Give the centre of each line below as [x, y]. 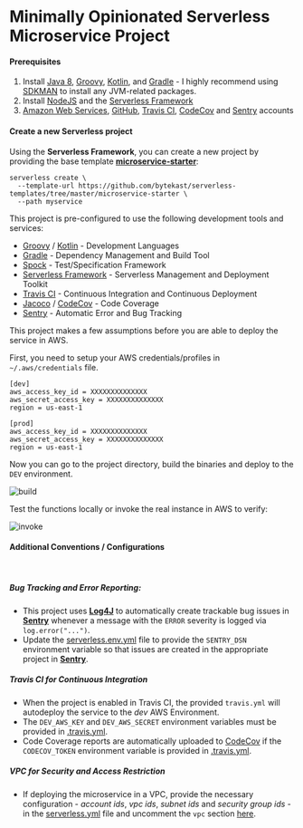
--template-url [46, 186]
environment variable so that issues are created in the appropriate [145, 649]
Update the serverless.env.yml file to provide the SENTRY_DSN [134, 640]
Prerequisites [35, 62]
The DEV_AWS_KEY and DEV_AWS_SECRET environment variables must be [150, 721]
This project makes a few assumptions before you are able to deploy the [144, 330]
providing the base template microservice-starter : [104, 161]
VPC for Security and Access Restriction [87, 771]
